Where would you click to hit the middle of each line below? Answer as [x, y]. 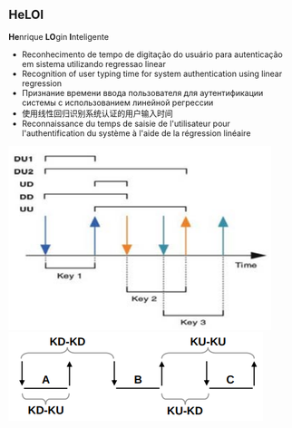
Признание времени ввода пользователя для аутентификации [142, 92]
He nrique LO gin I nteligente [59, 36]
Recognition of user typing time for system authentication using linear [152, 73]
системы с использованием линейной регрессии [117, 102]
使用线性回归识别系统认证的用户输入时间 [97, 113]
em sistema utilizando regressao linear [94, 63]
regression [42, 83]
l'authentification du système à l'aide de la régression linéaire [136, 133]
